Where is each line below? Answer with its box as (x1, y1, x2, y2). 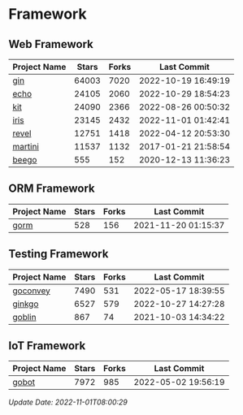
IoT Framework (8, 339, 86, 353)
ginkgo (12, 298, 39, 309)
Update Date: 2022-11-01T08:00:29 (8, 397, 128, 407)
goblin (12, 311, 37, 322)
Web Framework (8, 37, 93, 51)
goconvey (12, 285, 51, 296)
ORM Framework (8, 182, 95, 196)
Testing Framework (8, 247, 109, 261)
